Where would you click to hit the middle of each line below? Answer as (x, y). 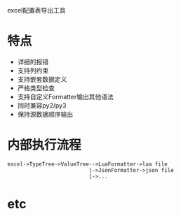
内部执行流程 (45, 145)
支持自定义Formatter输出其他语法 (65, 96)
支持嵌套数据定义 (42, 79)
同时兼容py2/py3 (42, 105)
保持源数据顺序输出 (45, 114)
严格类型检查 (36, 88)
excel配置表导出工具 (36, 10)
